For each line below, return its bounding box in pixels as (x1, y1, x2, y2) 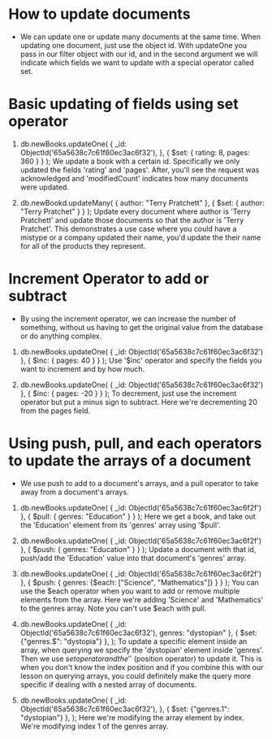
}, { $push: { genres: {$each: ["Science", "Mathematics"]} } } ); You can (19, 577, 260, 587)
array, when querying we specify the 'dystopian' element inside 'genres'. (19, 645, 264, 654)
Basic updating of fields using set (8, 95, 239, 114)
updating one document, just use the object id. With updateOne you (19, 40, 248, 50)
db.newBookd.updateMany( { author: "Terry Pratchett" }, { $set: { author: (19, 198, 265, 207)
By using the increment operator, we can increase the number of (19, 314, 237, 324)
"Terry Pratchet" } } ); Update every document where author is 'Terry (19, 206, 252, 216)
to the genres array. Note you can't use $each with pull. (19, 603, 207, 613)
